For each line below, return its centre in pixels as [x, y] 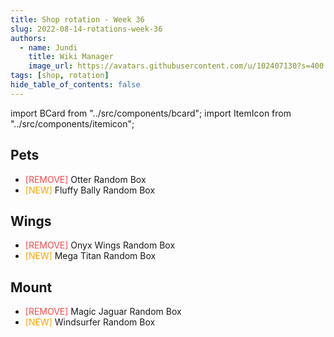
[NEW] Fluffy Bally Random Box [90, 190]
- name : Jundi [48, 47]
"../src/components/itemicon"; [72, 123]
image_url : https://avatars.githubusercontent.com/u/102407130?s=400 [176, 66]
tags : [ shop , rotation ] [60, 76]
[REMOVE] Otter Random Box [85, 179]
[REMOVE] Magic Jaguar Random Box [103, 312]
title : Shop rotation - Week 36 [77, 19]
